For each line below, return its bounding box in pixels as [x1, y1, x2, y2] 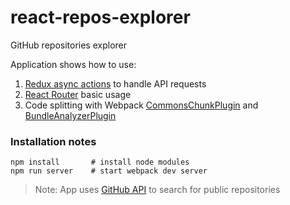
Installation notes [10, 134, 97, 148]
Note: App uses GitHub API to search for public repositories [34, 184, 281, 196]
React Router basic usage [24, 88, 132, 100]
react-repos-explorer [10, 6, 191, 29]
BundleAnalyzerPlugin [24, 109, 117, 121]
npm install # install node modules [10, 157, 190, 168]
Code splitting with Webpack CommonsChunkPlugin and [24, 99, 259, 111]
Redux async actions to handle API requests [24, 77, 207, 90]
